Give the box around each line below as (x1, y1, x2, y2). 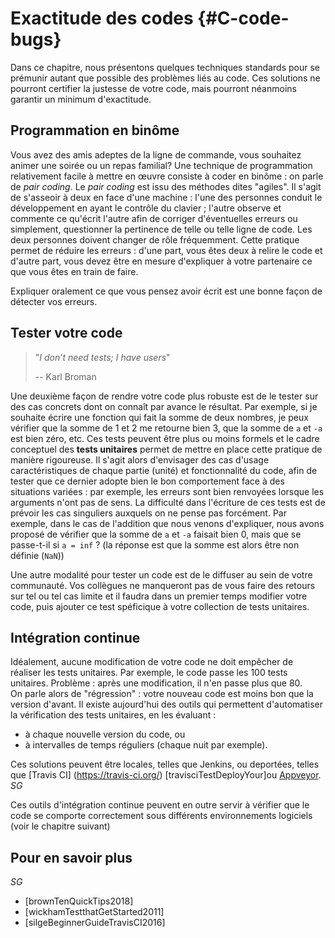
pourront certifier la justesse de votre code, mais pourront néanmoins (10, 82, 297, 94)
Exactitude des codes (10, 7, 194, 30)
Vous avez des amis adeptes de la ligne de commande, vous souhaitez (10, 148, 302, 161)
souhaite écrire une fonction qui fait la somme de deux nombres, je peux (10, 411, 309, 423)
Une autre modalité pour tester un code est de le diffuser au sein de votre (10, 568, 313, 581)
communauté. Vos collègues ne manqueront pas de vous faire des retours (10, 579, 316, 591)
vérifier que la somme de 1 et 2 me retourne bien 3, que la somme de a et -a (10, 422, 323, 434)
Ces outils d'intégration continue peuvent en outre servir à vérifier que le (10, 799, 310, 811)
